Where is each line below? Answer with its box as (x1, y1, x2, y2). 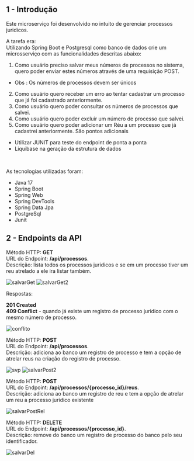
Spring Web (14, 191, 43, 198)
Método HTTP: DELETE (6, 419, 63, 426)
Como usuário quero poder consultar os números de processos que (14, 102, 178, 110)
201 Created (6, 301, 37, 309)
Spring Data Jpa (14, 204, 54, 211)
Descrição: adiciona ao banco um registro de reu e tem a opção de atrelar (6, 390, 184, 397)
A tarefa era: (6, 37, 36, 44)
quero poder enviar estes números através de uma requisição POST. (14, 67, 180, 75)
